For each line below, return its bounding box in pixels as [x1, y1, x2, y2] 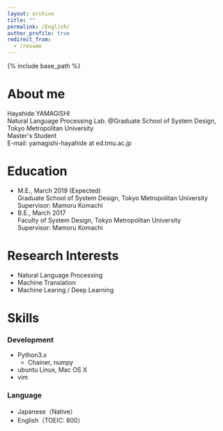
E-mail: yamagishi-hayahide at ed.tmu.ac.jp [7, 139, 132, 147]
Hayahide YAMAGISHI [7, 109, 70, 117]
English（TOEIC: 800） [17, 416, 84, 424]
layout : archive [7, 10, 54, 17]
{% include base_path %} [7, 62, 81, 70]
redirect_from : [7, 36, 52, 43]
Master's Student [7, 131, 57, 139]
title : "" [7, 17, 36, 24]
